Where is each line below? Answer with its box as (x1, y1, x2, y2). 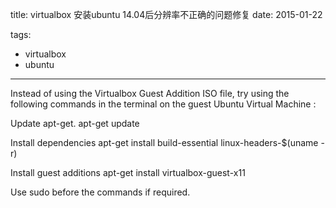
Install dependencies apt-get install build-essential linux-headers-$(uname (10, 137, 319, 148)
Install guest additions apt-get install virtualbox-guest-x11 (10, 167, 246, 178)
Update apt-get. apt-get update (10, 118, 140, 129)
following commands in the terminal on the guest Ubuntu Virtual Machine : (10, 98, 317, 110)
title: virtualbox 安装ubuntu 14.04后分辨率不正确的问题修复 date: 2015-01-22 (10, 9, 323, 20)
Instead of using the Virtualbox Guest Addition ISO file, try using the (10, 88, 290, 99)
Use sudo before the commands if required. (10, 186, 191, 198)
